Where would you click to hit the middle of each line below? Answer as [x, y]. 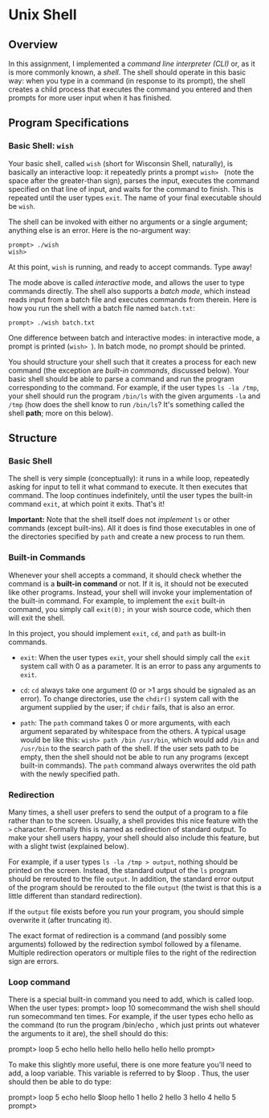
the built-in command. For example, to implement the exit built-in [117, 601]
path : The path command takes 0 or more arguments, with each [125, 722]
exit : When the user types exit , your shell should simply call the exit [135, 657]
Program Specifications [69, 123]
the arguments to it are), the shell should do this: [88, 1034]
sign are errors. [34, 961]
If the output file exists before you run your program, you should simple [126, 911]
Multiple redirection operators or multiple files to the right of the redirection [132, 953]
